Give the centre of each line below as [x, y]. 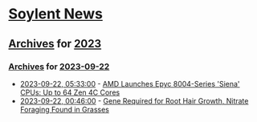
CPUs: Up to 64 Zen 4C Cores [70, 92]
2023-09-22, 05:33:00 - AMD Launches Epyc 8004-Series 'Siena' [130, 83]
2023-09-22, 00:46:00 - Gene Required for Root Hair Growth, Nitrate [134, 100]
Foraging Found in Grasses [65, 109]
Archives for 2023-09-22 [59, 67]
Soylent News [55, 14]
